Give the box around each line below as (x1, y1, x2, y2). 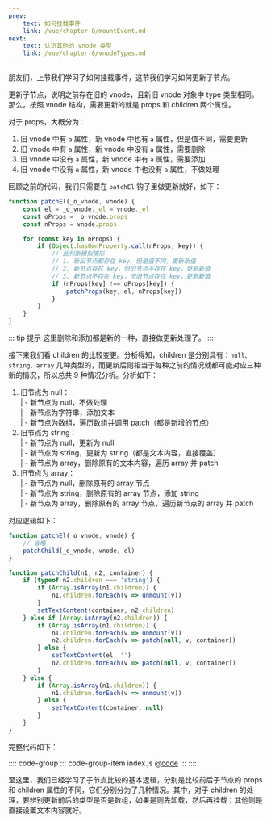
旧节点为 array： (19, 468, 75, 477)
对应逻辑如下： (8, 516, 58, 525)
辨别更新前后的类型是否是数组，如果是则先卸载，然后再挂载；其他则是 (29, 795, 263, 804)
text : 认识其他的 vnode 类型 (23, 42, 112, 50)
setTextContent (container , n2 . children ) (37, 606, 175, 614)
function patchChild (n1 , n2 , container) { (8, 568, 153, 577)
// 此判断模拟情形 (51, 250, 105, 258)
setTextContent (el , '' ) (51, 652, 131, 660)
